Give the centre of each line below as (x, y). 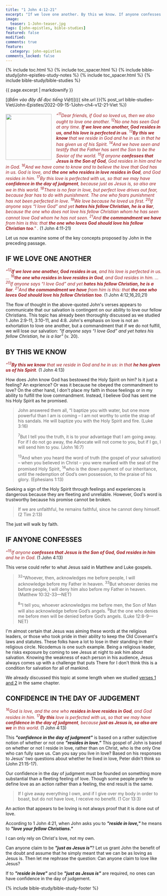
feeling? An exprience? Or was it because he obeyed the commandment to (82, 384)
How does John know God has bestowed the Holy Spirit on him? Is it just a (82, 380)
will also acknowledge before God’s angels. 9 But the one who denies (88, 610)
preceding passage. (26, 243)
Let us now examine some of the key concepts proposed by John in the (79, 238)
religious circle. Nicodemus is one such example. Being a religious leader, (81, 647)
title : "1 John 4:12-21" (31, 10)
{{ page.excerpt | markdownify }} (39, 90)
